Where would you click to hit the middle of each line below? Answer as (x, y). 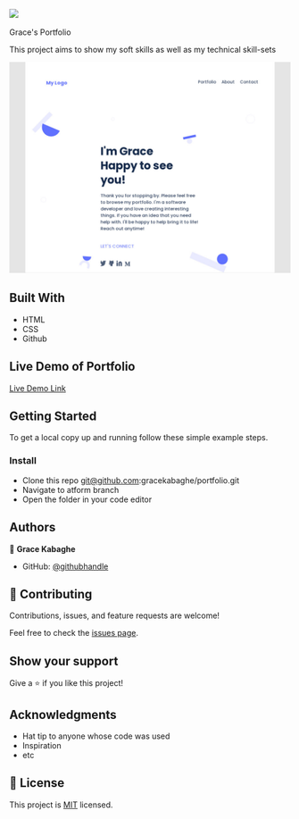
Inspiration (42, 745)
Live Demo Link (38, 388)
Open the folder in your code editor (87, 499)
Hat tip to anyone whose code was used (96, 736)
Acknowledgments (63, 715)
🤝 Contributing (51, 594)
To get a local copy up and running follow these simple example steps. (139, 438)
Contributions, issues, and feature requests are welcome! (115, 615)
